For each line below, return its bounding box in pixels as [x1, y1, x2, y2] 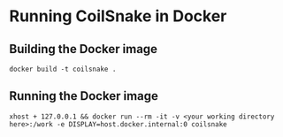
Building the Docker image [9, 42, 157, 57]
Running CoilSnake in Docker [9, 6, 227, 27]
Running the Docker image [9, 88, 159, 103]
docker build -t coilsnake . [9, 65, 117, 73]
